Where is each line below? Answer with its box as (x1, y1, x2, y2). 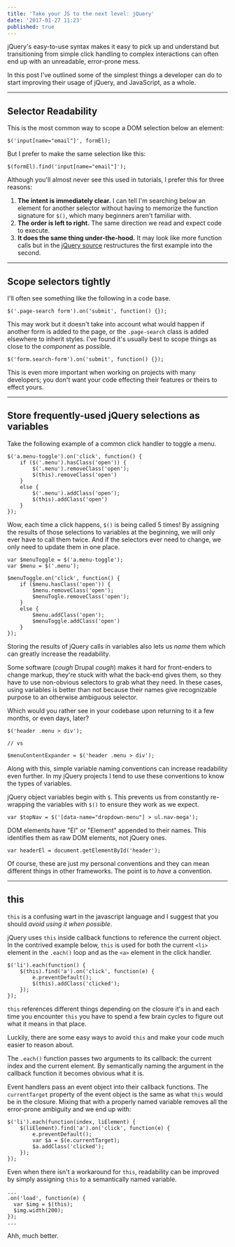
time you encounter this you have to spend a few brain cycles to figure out (7, 1012, 224, 1020)
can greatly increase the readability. (7, 649, 111, 658)
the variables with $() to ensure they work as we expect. (36, 800, 199, 808)
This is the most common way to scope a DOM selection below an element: (7, 124, 225, 132)
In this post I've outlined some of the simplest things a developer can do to (7, 71, 222, 79)
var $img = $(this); (13, 1201, 73, 1208)
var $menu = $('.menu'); (7, 562, 80, 570)
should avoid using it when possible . (7, 919, 113, 928)
